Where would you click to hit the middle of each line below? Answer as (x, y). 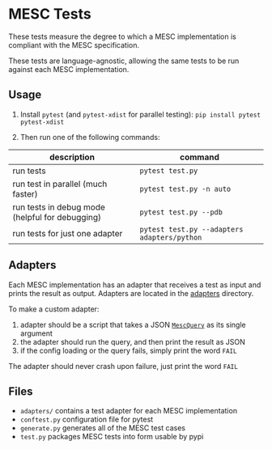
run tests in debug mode (59, 207)
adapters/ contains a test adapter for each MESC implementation (128, 411)
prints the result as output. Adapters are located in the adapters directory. (131, 293)
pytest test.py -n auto (185, 188)
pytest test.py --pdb (181, 212)
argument (36, 333)
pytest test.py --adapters (191, 229)
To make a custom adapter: (54, 309)
